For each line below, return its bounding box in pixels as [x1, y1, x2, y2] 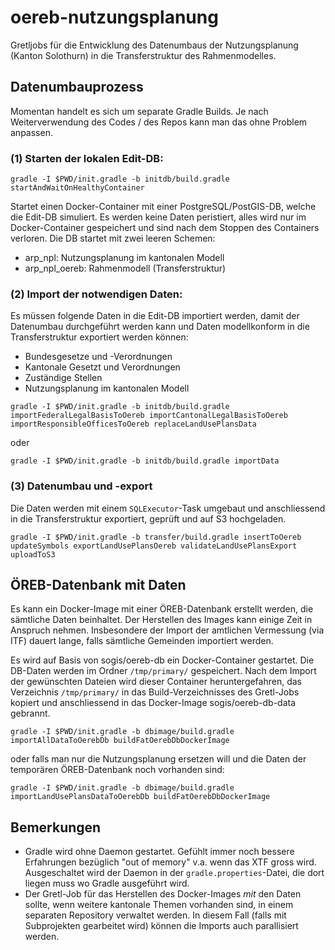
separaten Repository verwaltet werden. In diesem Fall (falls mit [24, 909, 287, 921]
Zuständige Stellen [24, 372, 103, 384]
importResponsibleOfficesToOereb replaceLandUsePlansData [10, 419, 257, 430]
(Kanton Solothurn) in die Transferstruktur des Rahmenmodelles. [10, 49, 277, 61]
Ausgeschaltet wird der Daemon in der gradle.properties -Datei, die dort [24, 867, 325, 879]
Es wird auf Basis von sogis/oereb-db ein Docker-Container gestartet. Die [10, 654, 315, 666]
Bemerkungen [10, 819, 102, 836]
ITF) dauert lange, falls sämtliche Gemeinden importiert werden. [10, 635, 274, 647]
